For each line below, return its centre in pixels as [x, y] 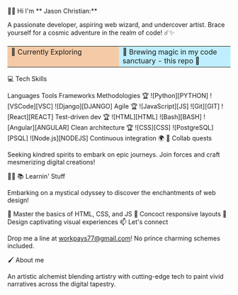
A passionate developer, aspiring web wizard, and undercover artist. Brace [116, 24]
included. [21, 246]
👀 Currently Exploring [47, 52]
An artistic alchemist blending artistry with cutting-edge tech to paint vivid [116, 276]
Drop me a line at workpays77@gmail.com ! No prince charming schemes [114, 238]
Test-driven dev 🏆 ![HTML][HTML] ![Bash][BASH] [128, 117]
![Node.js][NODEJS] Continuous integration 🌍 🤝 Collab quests [121, 138]
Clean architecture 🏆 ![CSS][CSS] [121, 127]
